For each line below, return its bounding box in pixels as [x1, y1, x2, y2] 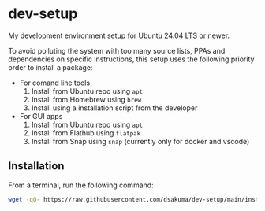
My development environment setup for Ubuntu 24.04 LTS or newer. [8, 31, 230, 40]
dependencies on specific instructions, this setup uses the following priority [8, 54, 255, 64]
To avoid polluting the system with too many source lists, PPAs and [8, 46, 226, 55]
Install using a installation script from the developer [31, 103, 198, 113]
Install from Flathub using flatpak [31, 128, 141, 138]
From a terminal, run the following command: [8, 180, 154, 190]
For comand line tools [19, 78, 91, 87]
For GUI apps [19, 111, 63, 120]
